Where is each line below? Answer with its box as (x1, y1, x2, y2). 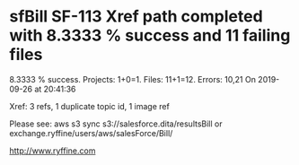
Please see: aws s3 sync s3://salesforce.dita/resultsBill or (9, 118, 223, 129)
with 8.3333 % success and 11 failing (9, 25, 291, 46)
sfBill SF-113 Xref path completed (9, 6, 263, 27)
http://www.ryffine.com (9, 145, 96, 156)
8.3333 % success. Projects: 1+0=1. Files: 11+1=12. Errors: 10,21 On (9, 74, 256, 84)
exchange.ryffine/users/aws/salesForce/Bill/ (9, 127, 173, 138)
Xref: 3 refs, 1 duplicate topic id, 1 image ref (9, 100, 171, 111)
